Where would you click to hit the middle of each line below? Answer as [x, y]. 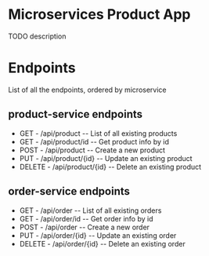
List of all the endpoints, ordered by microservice [87, 90]
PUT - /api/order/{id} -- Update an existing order [98, 235]
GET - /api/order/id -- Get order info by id [86, 218]
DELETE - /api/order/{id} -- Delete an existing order [102, 243]
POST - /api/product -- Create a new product [92, 150]
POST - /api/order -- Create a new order [85, 227]
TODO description [37, 36]
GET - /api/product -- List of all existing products [98, 133]
